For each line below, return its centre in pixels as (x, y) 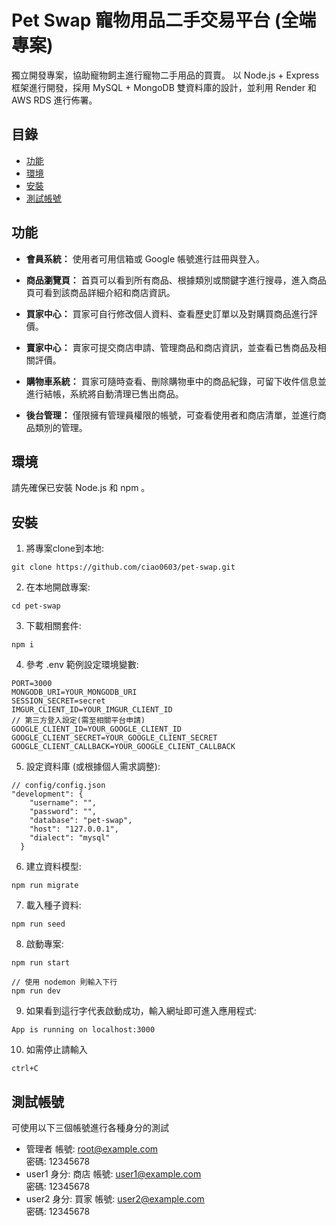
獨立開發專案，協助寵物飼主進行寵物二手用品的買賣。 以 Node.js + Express (165, 75)
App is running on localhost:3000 (83, 1030)
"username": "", (63, 803)
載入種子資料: (53, 905)
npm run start (41, 963)
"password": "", (63, 812)
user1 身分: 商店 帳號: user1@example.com (113, 1174)
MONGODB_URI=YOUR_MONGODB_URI (74, 692)
